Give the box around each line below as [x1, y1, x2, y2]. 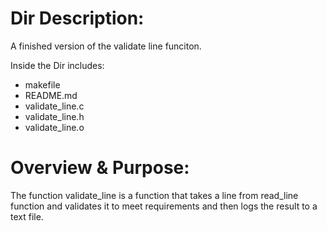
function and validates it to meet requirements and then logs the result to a [10, 200, 318, 212]
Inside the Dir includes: [10, 59, 105, 71]
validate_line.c [24, 100, 85, 112]
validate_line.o [24, 121, 85, 133]
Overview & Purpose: [10, 157, 190, 179]
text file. [10, 210, 44, 222]
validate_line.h [24, 110, 85, 122]
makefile [24, 78, 61, 91]
